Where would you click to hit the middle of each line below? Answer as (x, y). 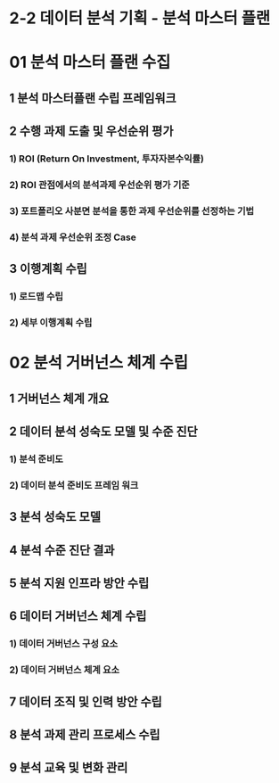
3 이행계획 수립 (48, 269)
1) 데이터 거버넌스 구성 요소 (64, 644)
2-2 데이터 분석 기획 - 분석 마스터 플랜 (139, 18)
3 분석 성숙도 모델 (55, 517)
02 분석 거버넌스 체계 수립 (99, 363)
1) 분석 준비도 (37, 458)
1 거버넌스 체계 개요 (59, 398)
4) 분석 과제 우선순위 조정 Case (73, 237)
